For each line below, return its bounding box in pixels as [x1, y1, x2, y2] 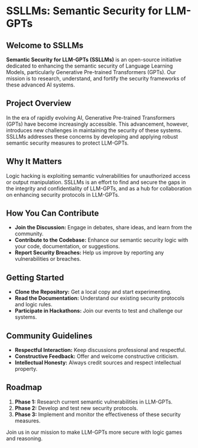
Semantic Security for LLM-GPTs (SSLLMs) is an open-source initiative [6, 56, 182, 63]
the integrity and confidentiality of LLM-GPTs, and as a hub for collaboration [6, 185, 192, 192]
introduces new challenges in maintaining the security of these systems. [6, 126, 182, 134]
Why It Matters [6, 156, 62, 167]
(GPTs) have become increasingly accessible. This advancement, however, [6, 120, 189, 127]
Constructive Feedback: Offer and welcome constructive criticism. [14, 353, 179, 360]
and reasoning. [6, 434, 43, 442]
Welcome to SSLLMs [6, 40, 84, 50]
